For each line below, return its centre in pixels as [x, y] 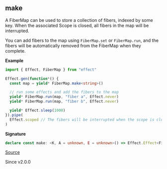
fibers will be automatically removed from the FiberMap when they [73, 45]
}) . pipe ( [14, 115]
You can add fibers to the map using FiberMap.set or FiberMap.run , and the [82, 40]
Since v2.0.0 [18, 162]
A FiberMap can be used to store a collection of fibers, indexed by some [79, 20]
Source [12, 152]
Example [14, 60]
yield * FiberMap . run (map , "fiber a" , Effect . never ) [64, 97]
